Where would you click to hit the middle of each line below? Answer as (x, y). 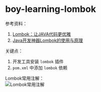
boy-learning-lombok (51, 9)
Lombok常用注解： (24, 78)
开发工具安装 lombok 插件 (38, 61)
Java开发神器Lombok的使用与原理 (48, 40)
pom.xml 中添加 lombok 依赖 (40, 68)
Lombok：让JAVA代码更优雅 (41, 34)
